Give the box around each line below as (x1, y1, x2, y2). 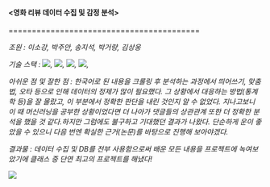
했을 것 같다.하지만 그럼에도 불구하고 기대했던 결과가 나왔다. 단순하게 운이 (23, 117, 254, 127)
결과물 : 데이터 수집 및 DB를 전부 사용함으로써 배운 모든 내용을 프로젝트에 (8, 144, 238, 154)
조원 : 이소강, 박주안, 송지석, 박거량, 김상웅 (8, 43, 141, 52)
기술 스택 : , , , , (8, 60, 89, 69)
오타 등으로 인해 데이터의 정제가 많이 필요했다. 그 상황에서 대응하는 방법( (19, 87, 245, 97)
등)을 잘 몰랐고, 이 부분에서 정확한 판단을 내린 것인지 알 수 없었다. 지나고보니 (16, 97, 255, 106)
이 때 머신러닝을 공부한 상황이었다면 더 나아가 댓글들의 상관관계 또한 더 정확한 (8, 107, 251, 117)
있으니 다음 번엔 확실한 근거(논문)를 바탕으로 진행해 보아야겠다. (31, 127, 229, 137)
